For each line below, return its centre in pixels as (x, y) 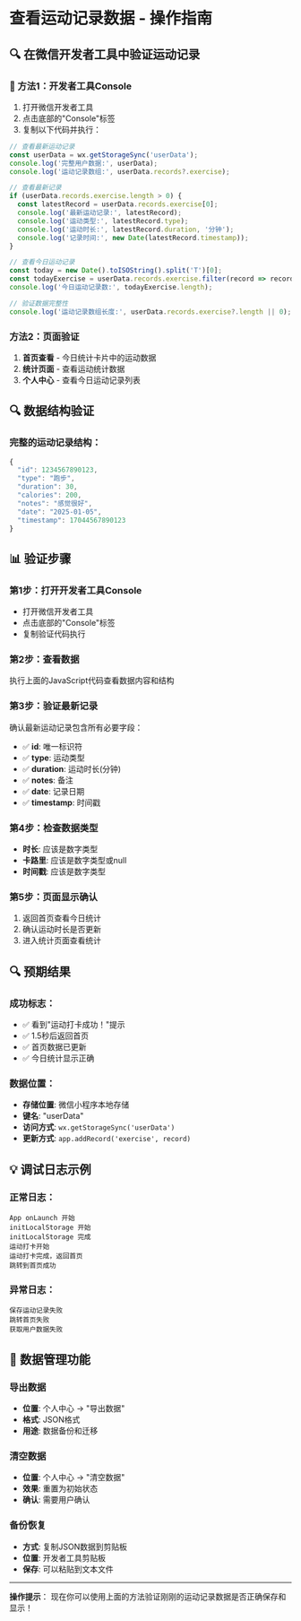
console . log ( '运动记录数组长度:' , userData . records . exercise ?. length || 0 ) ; (150, 312)
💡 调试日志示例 (50, 1170)
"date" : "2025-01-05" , (60, 512)
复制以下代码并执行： (61, 129)
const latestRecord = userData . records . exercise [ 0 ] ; (118, 204)
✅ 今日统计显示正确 (58, 1058)
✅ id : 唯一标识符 (52, 746)
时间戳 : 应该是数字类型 (64, 871)
